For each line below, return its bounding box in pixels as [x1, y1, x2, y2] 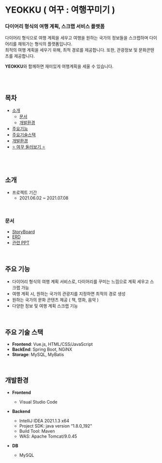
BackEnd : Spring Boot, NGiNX [12, 346, 73, 353]
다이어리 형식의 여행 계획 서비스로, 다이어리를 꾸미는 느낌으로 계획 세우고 [12, 279, 149, 285]
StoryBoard [12, 229, 35, 235]
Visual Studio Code [19, 399, 58, 405]
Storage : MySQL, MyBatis [12, 352, 64, 357]
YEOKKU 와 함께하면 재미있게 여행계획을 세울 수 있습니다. [5, 64, 114, 70]
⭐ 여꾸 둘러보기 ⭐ [12, 144, 45, 150]
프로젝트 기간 [12, 190, 37, 196]
